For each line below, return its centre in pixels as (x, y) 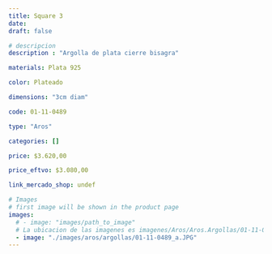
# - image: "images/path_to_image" (76, 222)
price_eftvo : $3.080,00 (49, 170)
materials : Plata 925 (45, 68)
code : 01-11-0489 (38, 112)
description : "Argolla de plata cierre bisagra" (94, 54)
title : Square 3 (36, 16)
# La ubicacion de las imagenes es (76, 230)
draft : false (30, 31)
